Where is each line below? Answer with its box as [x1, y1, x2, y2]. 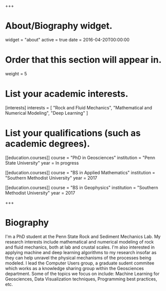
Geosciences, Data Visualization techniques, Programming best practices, [5, 276, 158, 282]
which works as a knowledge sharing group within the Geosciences [5, 265, 144, 271]
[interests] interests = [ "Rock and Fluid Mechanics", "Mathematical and [5, 104, 153, 110]
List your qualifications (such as [5, 128, 141, 139]
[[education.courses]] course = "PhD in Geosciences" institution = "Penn [5, 154, 156, 160]
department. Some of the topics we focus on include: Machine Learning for [5, 271, 160, 277]
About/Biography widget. [5, 20, 113, 31]
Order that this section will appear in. [5, 54, 162, 65]
